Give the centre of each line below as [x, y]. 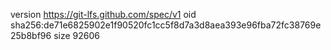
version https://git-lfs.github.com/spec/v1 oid [103, 14]
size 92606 [76, 35]
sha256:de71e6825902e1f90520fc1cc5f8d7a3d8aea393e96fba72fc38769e [166, 25]
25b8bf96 [31, 35]
